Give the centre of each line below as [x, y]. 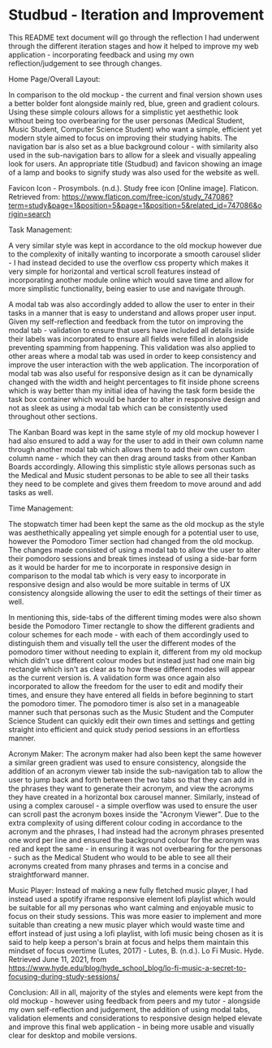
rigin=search [30, 213]
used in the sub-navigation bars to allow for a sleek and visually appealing [132, 155]
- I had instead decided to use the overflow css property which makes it [129, 262]
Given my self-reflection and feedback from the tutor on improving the [126, 321]
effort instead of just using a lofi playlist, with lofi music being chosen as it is [136, 933]
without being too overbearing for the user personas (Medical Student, [127, 120]
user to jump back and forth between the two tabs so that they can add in [131, 779]
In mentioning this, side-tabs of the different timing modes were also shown [135, 617]
